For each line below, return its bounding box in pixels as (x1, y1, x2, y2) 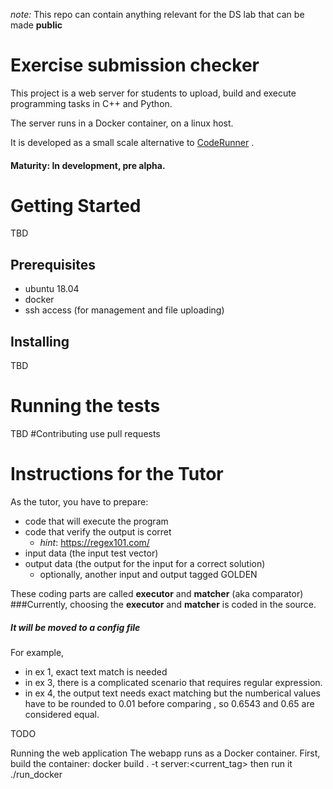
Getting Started (10, 194, 142, 217)
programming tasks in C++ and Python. (10, 97, 173, 109)
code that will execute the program (24, 515, 169, 527)
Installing (10, 333, 70, 350)
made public (10, 19, 63, 31)
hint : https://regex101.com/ (39, 536, 150, 548)
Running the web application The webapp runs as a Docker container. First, (10, 747, 321, 759)
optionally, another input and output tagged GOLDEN (39, 568, 258, 580)
